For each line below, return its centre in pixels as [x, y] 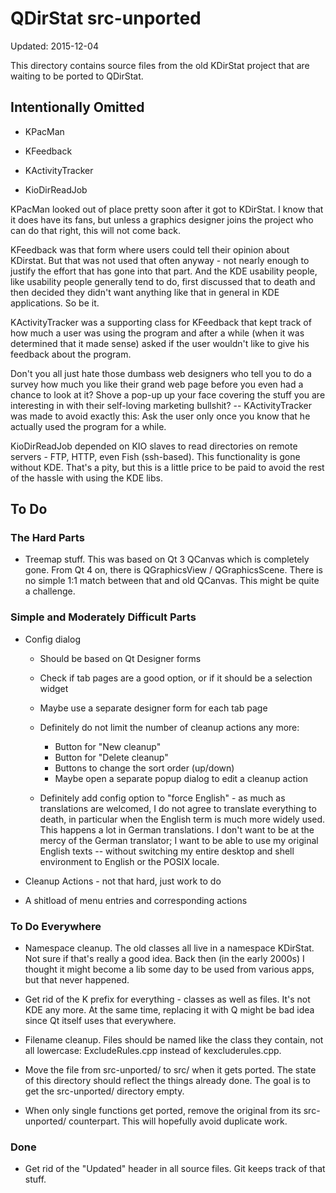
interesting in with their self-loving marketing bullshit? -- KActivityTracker [161, 405]
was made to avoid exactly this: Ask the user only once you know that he [160, 416]
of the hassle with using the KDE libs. [86, 478]
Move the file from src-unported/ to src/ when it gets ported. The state [170, 1070]
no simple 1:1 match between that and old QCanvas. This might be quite [172, 581]
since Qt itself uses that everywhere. [100, 1021]
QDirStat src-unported [106, 18]
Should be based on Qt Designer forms [120, 658]
